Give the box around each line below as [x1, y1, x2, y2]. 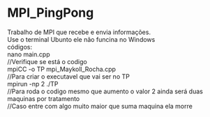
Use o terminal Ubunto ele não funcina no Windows [7, 35, 156, 43]
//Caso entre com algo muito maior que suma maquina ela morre [7, 102, 193, 110]
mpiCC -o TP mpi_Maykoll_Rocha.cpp [7, 65, 117, 73]
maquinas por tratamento [7, 94, 80, 102]
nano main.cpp [7, 50, 50, 58]
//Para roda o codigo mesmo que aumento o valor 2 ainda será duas [7, 87, 204, 95]
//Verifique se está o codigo [7, 57, 87, 65]
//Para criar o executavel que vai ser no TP [7, 72, 130, 81]
